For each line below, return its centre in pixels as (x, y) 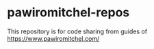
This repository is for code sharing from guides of (77, 31)
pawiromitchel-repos (68, 13)
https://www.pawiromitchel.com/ (53, 38)
